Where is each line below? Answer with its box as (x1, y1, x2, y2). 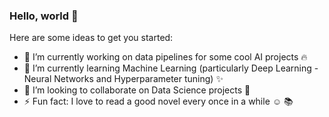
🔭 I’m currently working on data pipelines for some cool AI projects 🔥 (23, 51, 308, 63)
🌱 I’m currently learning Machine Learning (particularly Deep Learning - (23, 62, 319, 74)
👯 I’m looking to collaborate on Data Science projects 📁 (23, 84, 251, 96)
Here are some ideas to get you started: (9, 32, 174, 44)
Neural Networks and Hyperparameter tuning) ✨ (23, 73, 224, 85)
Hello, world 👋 (9, 9, 79, 23)
